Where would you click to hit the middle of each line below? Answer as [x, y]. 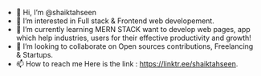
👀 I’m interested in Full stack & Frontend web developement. [115, 21]
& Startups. [35, 55]
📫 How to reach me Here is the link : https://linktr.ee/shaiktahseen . [127, 64]
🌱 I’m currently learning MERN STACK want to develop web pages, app [133, 29]
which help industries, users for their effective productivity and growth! [133, 38]
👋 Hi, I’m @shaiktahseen [56, 12]
